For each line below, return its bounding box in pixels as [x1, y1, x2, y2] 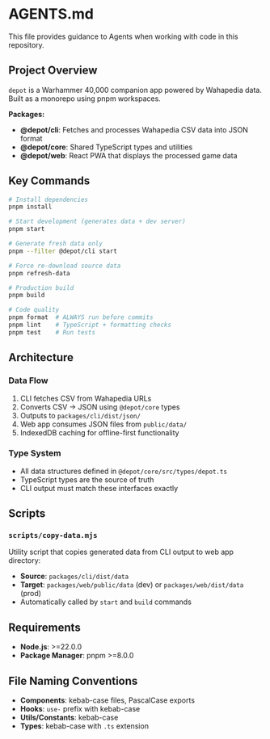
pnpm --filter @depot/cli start [8, 247, 117, 255]
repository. [8, 40, 44, 49]
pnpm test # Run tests [8, 328, 95, 336]
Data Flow [8, 375, 49, 386]
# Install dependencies [8, 195, 89, 204]
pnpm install [8, 203, 53, 211]
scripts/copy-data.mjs [8, 531, 98, 540]
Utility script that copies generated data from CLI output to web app [8, 547, 234, 557]
